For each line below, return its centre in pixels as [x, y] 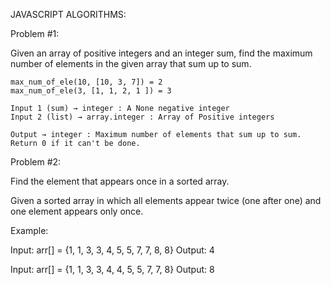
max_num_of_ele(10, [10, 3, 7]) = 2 [86, 82]
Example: [29, 230]
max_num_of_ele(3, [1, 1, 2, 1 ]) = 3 [91, 91]
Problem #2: [36, 162]
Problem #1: [35, 33]
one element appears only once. [77, 211]
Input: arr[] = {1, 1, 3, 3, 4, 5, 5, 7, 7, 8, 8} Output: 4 [112, 250]
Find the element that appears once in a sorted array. [120, 181]
